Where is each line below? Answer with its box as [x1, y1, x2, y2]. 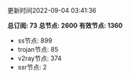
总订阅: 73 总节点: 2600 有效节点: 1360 [7, 21, 123, 30]
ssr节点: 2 [17, 63, 48, 71]
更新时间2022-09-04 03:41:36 [7, 6, 97, 14]
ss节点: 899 [17, 36, 53, 45]
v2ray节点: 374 [17, 54, 62, 62]
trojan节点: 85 [17, 45, 59, 53]
